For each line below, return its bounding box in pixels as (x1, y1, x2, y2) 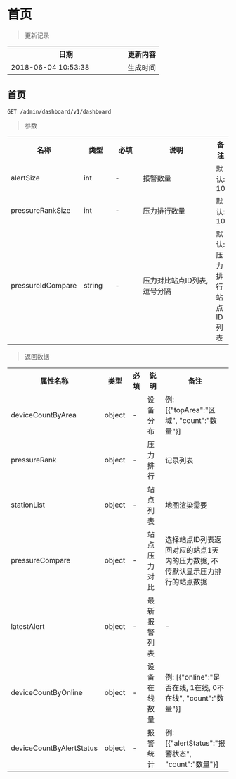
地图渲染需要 (164, 500, 208, 510)
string (83, 280, 103, 290)
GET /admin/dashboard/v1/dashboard (7, 108, 112, 115)
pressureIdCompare (11, 280, 77, 290)
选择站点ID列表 (164, 534, 215, 544)
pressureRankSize (11, 205, 71, 215)
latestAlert (11, 621, 45, 631)
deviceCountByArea (11, 410, 77, 419)
